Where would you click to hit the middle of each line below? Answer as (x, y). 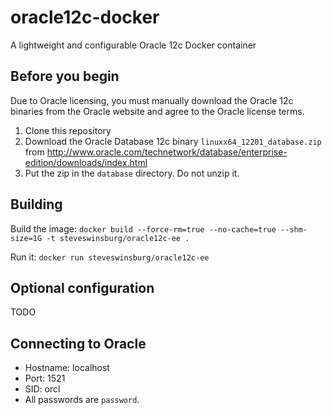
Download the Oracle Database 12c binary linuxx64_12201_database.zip (173, 141)
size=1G (26, 238)
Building (36, 204)
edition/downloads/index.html (86, 162)
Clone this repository (68, 130)
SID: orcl (42, 389)
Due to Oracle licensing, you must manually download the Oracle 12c (152, 100)
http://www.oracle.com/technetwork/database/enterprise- (167, 152)
